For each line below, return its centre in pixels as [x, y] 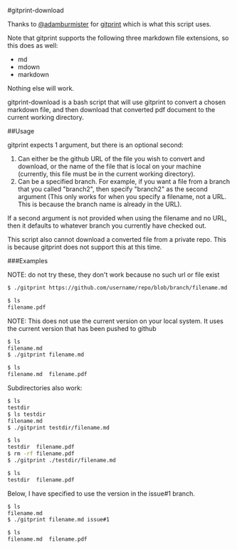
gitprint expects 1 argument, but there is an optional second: [95, 145]
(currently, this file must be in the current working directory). [106, 174]
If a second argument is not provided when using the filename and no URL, [117, 218]
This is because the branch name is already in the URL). [100, 204]
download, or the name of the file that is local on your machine [109, 166]
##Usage [21, 131]
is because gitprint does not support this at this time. [85, 247]
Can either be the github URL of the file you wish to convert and [111, 159]
